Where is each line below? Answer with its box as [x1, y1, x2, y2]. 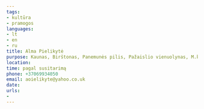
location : [6, 59, 32, 65]
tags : [6, 8, 20, 15]
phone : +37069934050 [6, 71, 59, 77]
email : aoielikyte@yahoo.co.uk [6, 76, 86, 82]
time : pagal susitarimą [6, 65, 67, 71]
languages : [6, 25, 34, 32]
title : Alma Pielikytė [6, 48, 64, 54]
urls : [6, 88, 20, 94]
